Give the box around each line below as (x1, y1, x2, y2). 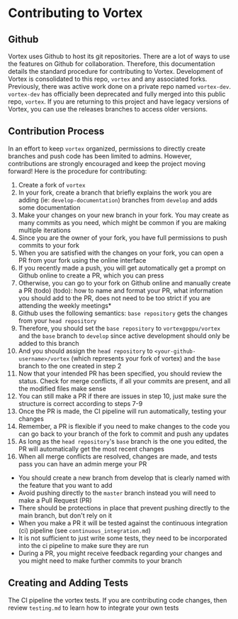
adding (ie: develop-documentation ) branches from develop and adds (18, 195, 218, 204)
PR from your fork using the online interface (18, 256, 147, 264)
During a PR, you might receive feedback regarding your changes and (18, 549, 222, 557)
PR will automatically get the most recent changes (18, 444, 165, 453)
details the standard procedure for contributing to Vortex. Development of (8, 67, 224, 75)
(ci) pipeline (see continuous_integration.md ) (18, 526, 151, 535)
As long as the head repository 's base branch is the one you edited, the (18, 437, 227, 445)
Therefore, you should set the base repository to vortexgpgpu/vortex (18, 324, 221, 332)
